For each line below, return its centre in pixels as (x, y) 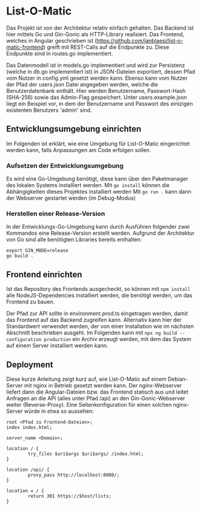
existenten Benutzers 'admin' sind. (49, 110)
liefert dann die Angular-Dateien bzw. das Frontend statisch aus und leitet (97, 392)
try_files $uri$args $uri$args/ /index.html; (86, 454)
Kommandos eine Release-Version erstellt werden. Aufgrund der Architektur (100, 233)
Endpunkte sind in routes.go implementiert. (60, 53)
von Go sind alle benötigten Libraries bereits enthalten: (74, 240)
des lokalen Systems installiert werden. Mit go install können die (88, 185)
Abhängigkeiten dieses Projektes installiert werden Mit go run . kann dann (99, 192)
